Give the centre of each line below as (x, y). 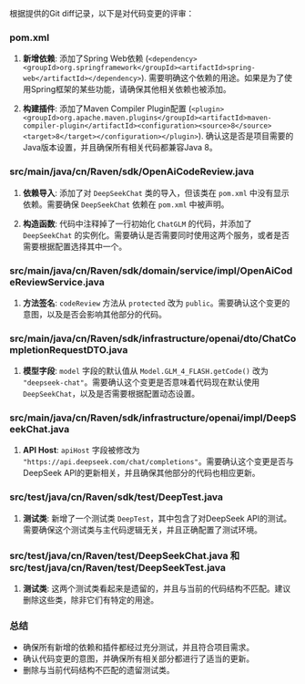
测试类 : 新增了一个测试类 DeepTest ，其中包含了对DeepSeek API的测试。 (157, 518)
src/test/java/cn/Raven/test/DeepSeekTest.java (117, 567)
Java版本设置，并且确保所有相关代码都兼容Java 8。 (120, 148)
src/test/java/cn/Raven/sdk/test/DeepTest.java (117, 497)
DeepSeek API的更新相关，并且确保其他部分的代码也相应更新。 (142, 473)
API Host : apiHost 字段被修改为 (81, 451)
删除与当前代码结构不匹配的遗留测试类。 (98, 670)
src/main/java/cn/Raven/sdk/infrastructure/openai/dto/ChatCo (153, 338)
